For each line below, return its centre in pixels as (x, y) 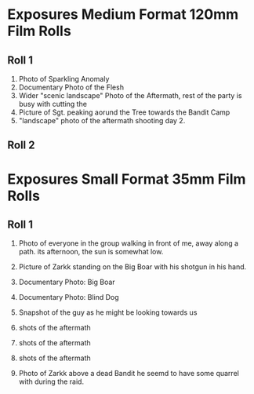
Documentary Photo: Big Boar (67, 282)
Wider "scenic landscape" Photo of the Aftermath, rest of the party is (130, 95)
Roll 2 (21, 146)
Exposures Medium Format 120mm (123, 15)
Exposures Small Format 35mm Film (127, 179)
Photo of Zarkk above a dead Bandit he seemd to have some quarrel (129, 374)
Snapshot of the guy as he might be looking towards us (108, 312)
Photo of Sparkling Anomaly (64, 79)
